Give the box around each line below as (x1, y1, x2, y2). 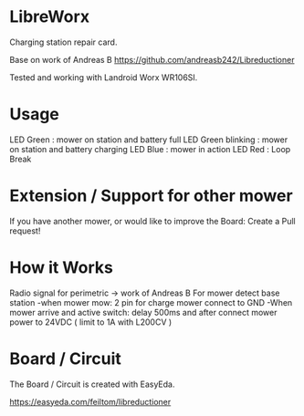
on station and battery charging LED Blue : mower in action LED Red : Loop (9, 143, 291, 154)
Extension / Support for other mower (9, 185, 294, 206)
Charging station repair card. (9, 36, 118, 47)
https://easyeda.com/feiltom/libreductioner (9, 396, 172, 407)
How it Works (9, 257, 114, 277)
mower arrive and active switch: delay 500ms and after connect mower (9, 307, 278, 317)
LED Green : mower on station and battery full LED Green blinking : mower (9, 134, 288, 145)
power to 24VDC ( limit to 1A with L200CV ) (9, 317, 173, 328)
